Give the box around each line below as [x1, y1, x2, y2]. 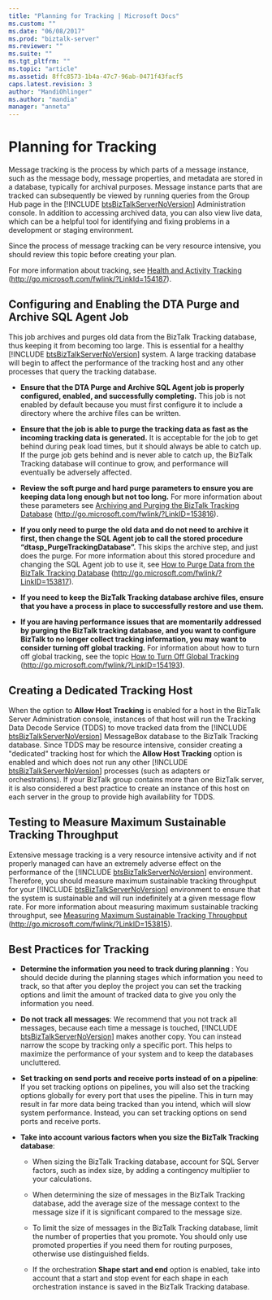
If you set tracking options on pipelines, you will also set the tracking [19, 1082, 250, 1092]
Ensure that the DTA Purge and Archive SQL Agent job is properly [19, 382, 245, 392]
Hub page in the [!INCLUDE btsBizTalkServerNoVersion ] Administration [8, 199, 246, 209]
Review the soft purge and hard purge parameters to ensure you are [19, 483, 254, 492]
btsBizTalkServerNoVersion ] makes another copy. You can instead [19, 1031, 242, 1042]
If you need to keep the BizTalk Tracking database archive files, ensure [19, 592, 264, 602]
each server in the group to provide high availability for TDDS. [8, 791, 215, 802]
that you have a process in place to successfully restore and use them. [19, 601, 264, 611]
